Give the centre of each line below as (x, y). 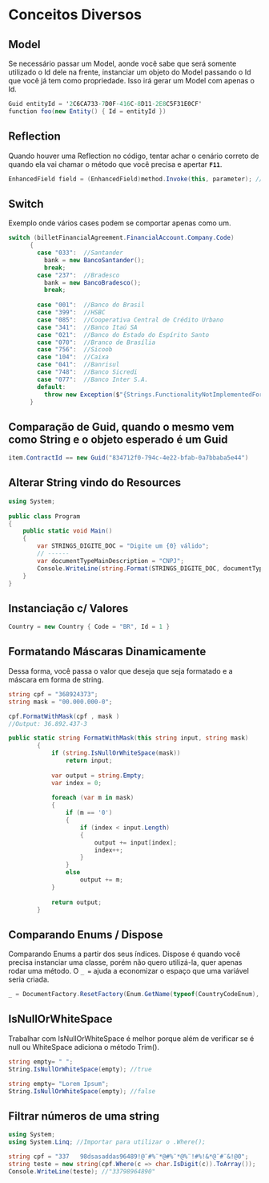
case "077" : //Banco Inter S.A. (93, 379)
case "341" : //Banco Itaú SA (87, 327)
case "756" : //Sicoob (75, 350)
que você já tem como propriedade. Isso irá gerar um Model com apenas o (131, 81)
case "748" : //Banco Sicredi (87, 372)
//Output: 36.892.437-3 (48, 723)
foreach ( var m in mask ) (92, 798)
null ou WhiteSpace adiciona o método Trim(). (84, 1047)
